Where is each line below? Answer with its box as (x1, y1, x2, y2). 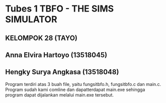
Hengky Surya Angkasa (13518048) (5, 68, 119, 76)
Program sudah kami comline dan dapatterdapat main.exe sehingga (5, 86, 145, 92)
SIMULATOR (5, 14, 57, 25)
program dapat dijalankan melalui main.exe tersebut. (5, 91, 114, 98)
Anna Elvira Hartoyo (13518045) (5, 51, 107, 59)
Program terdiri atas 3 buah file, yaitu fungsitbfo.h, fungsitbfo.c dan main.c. (5, 81, 161, 87)
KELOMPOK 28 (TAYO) (5, 34, 78, 42)
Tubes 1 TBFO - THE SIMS (5, 3, 114, 15)
